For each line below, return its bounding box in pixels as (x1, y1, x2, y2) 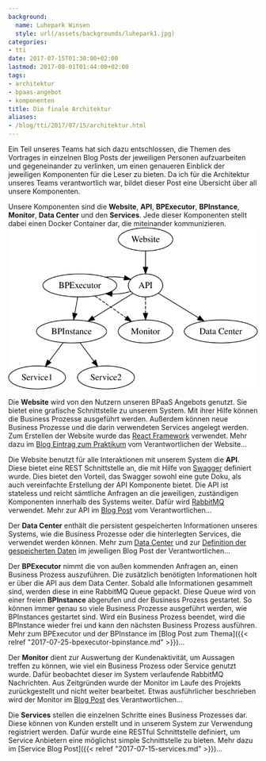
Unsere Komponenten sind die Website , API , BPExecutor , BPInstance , (8, 202, 240, 211)
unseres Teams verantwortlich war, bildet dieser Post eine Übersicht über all (8, 179, 257, 187)
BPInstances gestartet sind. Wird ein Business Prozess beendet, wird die (8, 612, 245, 622)
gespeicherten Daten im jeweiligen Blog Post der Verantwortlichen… (8, 546, 231, 555)
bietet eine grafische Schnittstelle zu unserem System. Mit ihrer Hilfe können (8, 405, 259, 416)
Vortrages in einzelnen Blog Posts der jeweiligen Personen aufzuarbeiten (8, 153, 246, 162)
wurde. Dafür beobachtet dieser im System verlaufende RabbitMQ (8, 670, 224, 679)
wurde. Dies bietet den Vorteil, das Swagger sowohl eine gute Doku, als (8, 472, 241, 482)
